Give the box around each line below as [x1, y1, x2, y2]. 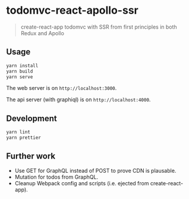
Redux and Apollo [20, 29, 64, 36]
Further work [6, 151, 56, 161]
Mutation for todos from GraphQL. [14, 173, 99, 181]
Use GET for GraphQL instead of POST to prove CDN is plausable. [14, 167, 177, 174]
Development [6, 113, 58, 123]
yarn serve [6, 74, 33, 80]
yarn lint [6, 129, 31, 135]
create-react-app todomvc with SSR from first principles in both [20, 23, 177, 30]
